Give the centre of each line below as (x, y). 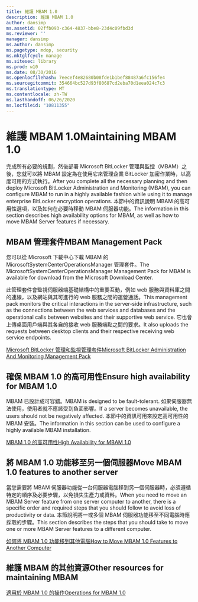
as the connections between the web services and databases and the (91, 310)
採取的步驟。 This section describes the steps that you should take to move (97, 522)
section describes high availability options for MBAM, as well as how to (92, 215)
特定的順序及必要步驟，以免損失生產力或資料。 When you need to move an (97, 495)
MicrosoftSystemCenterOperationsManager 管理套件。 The (78, 265)
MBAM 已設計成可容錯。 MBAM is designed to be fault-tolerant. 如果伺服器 (97, 401)
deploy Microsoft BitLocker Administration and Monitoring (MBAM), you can (98, 188)
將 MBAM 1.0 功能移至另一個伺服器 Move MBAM (94, 463)
